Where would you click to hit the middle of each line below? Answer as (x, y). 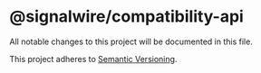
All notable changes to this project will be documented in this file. (131, 41)
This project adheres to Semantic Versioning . (93, 59)
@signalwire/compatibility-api (127, 17)
